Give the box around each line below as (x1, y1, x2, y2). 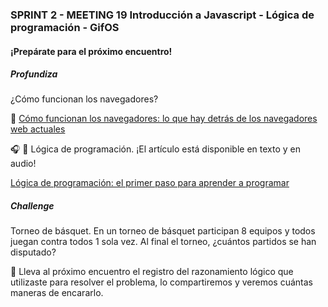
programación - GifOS (10, 20, 120, 34)
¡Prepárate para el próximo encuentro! (10, 45, 173, 57)
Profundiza (10, 68, 58, 80)
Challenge (10, 200, 55, 212)
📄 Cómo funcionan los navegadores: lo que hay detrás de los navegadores (10, 113, 318, 125)
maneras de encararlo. (10, 287, 104, 299)
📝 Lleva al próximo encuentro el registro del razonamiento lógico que (10, 266, 294, 278)
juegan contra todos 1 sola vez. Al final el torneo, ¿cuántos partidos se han (10, 236, 317, 248)
